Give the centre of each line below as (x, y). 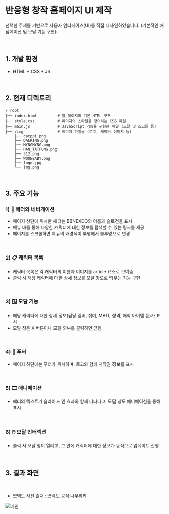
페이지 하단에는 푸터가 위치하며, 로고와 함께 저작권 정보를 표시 (73, 364)
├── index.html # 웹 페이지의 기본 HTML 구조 (58, 116)
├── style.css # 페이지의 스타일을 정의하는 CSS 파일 (66, 121)
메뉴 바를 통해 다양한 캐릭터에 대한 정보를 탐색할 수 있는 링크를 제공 (78, 227)
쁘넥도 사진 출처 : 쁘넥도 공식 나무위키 (49, 496)
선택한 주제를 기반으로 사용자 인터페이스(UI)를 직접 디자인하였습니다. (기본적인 (82, 25)
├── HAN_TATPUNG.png (36, 149)
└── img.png (27, 167)
